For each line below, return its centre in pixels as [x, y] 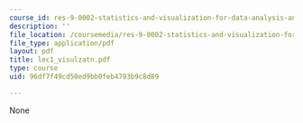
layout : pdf [32, 52]
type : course [34, 69]
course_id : [30, 18]
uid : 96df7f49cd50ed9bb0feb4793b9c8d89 [84, 77]
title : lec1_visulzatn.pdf [60, 60]
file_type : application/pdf [62, 43]
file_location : [38, 34]
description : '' [40, 26]
